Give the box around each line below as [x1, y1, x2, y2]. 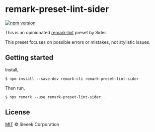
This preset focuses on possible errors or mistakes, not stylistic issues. [5, 39, 151, 45]
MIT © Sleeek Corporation [5, 121, 60, 127]
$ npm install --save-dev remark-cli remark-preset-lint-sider [5, 76, 139, 81]
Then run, [5, 85, 25, 91]
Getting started [5, 54, 54, 62]
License [5, 108, 30, 117]
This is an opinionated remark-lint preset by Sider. [5, 29, 107, 35]
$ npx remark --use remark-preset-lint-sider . [5, 94, 106, 100]
